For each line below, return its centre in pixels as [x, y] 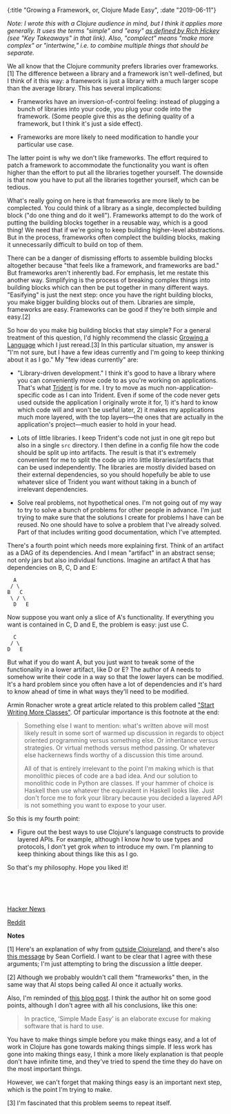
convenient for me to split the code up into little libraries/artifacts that [115, 460]
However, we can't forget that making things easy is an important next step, [114, 1082]
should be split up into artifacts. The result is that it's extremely [107, 453]
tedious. [19, 187]
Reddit [17, 922]
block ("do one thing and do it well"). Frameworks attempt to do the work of [114, 215]
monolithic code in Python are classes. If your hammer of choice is [119, 783]
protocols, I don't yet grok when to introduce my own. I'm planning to [115, 847]
